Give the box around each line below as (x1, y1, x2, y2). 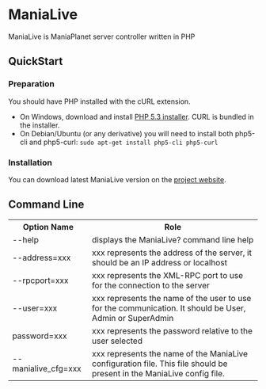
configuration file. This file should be (92, 358, 228, 369)
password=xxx (12, 330, 67, 341)
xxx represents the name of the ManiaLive (92, 348, 248, 359)
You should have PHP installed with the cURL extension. (8, 97, 192, 106)
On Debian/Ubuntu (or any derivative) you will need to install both (19, 128, 234, 138)
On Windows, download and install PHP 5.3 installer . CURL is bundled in (19, 112, 255, 121)
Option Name (22, 221, 74, 232)
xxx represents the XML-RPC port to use (92, 269, 244, 280)
